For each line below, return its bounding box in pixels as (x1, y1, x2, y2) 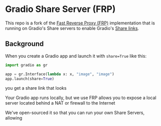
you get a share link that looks (5, 85, 67, 91)
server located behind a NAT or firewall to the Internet (5, 100, 115, 106)
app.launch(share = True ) (5, 76, 55, 81)
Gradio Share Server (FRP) (5, 3, 116, 15)
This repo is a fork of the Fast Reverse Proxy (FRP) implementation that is (5, 20, 155, 26)
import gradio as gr (5, 62, 48, 68)
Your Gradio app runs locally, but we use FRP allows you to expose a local (5, 95, 157, 101)
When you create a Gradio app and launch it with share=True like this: (5, 53, 147, 59)
